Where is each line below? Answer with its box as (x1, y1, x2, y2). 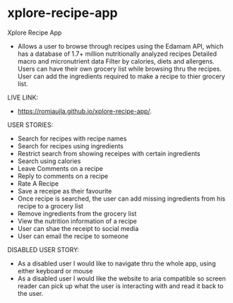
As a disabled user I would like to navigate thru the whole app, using (17, 259, 216, 268)
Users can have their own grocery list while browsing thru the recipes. (17, 64, 222, 73)
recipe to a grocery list (17, 201, 83, 210)
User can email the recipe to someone (17, 232, 129, 240)
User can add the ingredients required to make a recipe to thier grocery (17, 72, 226, 81)
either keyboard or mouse (17, 266, 93, 275)
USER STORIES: (7, 120, 54, 129)
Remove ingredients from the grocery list (17, 209, 137, 218)
